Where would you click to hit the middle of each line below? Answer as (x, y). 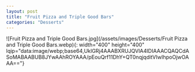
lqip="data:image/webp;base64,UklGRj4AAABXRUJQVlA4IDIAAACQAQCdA (98, 51)
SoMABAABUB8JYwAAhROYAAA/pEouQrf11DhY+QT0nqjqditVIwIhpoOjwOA (97, 57)
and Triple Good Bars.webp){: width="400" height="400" (75, 45)
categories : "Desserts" (35, 22)
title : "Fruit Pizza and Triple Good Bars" (60, 17)
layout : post (22, 11)
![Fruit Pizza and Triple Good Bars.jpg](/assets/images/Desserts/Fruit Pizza (97, 39)
